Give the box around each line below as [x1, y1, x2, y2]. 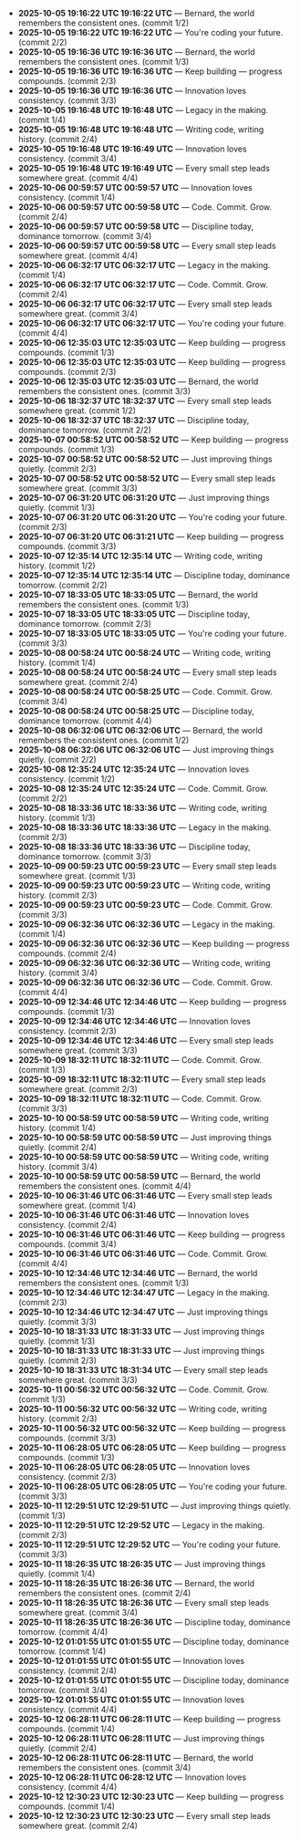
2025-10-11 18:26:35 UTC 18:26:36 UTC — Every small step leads [17, 1597, 269, 1608]
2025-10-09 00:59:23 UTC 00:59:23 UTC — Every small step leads [17, 861, 277, 871]
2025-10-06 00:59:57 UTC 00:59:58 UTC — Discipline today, [17, 221, 253, 232]
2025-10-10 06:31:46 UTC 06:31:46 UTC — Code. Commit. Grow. [17, 1249, 269, 1259]
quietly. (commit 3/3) [17, 1316, 98, 1326]
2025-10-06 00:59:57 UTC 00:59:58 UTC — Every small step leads [17, 241, 276, 251]
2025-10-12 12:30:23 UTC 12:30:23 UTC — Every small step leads [17, 1811, 271, 1821]
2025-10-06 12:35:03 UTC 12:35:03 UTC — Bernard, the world [17, 376, 259, 387]
